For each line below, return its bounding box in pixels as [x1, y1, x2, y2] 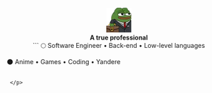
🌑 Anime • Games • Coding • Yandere [6, 58, 121, 66]
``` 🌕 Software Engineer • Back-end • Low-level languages [32, 42, 206, 49]
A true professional [89, 33, 149, 42]
